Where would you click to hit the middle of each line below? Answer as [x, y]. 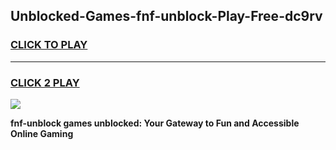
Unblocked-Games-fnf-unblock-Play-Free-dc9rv [166, 16]
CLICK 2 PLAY [45, 82]
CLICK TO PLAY [49, 45]
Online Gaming [42, 133]
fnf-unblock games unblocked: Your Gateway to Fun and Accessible [155, 123]
